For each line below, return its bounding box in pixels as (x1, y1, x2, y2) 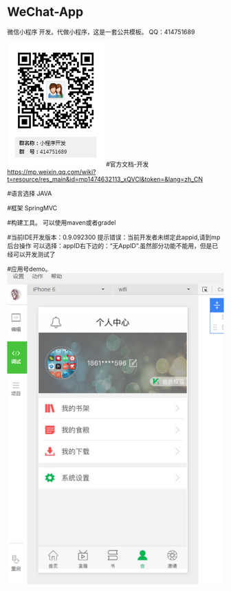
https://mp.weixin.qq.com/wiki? (7, 168, 96, 176)
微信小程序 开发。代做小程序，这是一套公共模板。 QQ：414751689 (7, 27, 195, 36)
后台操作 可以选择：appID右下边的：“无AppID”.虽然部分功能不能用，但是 (7, 241, 212, 249)
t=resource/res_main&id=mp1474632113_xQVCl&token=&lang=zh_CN (7, 175, 203, 183)
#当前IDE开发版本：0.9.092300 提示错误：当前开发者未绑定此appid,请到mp (7, 233, 221, 241)
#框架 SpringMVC (7, 203, 58, 212)
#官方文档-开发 (105, 159, 149, 168)
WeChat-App (7, 4, 84, 20)
